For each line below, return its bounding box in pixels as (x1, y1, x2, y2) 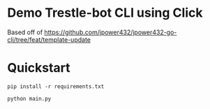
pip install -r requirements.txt (7, 82, 105, 90)
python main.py (7, 95, 52, 102)
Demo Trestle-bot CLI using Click (7, 5, 203, 21)
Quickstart (7, 60, 71, 76)
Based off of (7, 28, 43, 36)
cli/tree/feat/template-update (7, 35, 91, 43)
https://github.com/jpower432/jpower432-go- (44, 28, 177, 36)
